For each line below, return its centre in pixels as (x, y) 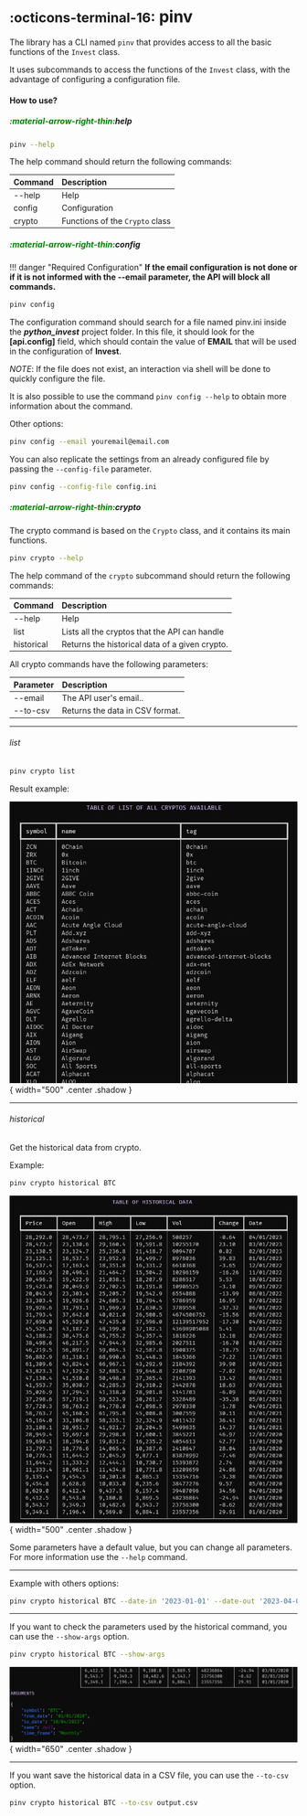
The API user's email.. (103, 698)
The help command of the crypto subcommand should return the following (150, 575)
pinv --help (32, 144)
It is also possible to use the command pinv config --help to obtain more (148, 396)
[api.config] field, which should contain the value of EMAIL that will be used (153, 341)
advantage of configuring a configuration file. (95, 79)
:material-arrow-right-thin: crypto (75, 507)
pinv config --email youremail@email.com (90, 441)
